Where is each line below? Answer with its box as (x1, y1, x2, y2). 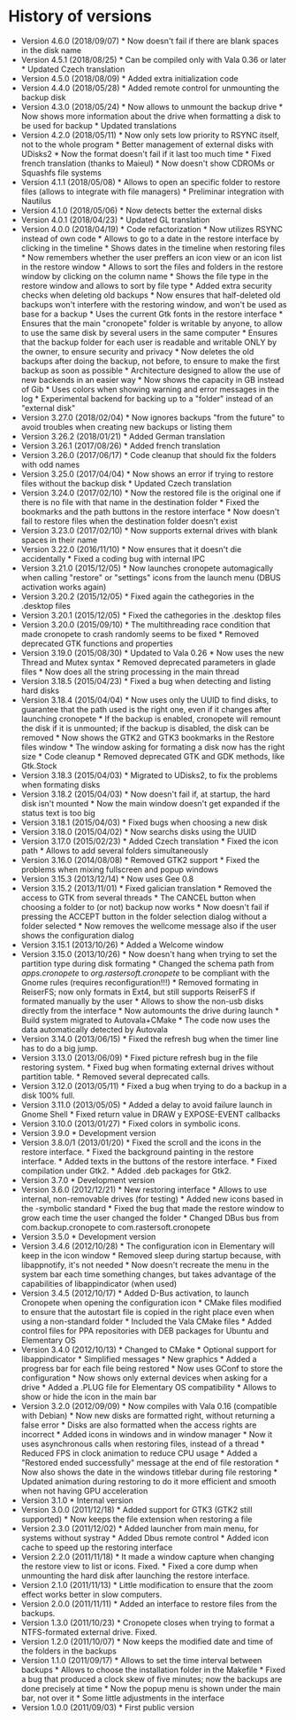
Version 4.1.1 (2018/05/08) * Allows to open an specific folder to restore (20, 176, 281, 187)
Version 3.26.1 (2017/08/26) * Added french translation (20, 440, 221, 451)
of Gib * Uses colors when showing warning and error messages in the (20, 384, 280, 394)
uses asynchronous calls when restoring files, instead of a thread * (20, 1438, 266, 1449)
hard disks (20, 685, 59, 696)
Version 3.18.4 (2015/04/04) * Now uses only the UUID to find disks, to (20, 694, 279, 705)
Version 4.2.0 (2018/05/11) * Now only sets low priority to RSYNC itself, (20, 129, 280, 140)
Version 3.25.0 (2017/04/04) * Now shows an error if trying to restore (20, 468, 274, 479)
